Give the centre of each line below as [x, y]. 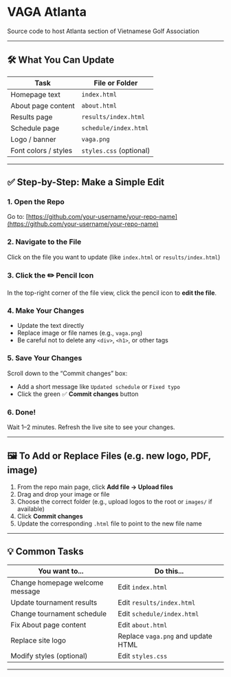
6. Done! [22, 412]
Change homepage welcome [57, 583]
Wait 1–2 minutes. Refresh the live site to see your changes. [91, 427]
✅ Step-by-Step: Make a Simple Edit [86, 182]
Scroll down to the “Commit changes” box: [67, 373]
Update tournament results [54, 602]
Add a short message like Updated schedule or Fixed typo [99, 386]
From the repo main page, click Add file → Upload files [95, 487]
